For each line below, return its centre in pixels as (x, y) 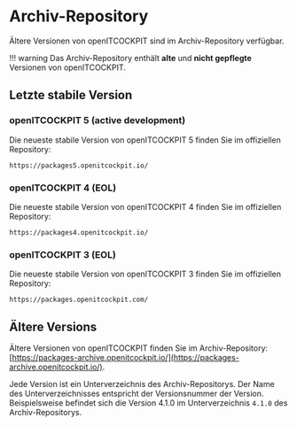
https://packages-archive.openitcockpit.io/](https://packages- (125, 358)
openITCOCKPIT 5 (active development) (98, 120)
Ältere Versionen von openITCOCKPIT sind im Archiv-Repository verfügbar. (147, 41)
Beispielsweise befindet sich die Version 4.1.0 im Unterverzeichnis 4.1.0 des (148, 403)
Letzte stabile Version (71, 95)
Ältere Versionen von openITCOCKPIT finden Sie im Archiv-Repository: (139, 348)
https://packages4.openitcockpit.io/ (79, 232)
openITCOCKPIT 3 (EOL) (63, 254)
